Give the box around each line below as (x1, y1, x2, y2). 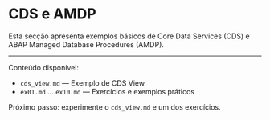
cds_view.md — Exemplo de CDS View (19, 78, 145, 88)
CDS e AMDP (8, 5, 96, 23)
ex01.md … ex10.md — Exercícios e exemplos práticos (19, 86, 195, 96)
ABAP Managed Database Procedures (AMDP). (8, 39, 165, 49)
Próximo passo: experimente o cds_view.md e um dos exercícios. (8, 102, 221, 112)
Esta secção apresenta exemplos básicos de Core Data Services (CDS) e (8, 31, 251, 41)
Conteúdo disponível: (8, 62, 79, 72)
